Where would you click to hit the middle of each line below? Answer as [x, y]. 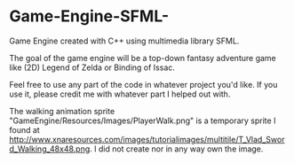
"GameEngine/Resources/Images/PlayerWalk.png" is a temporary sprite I [143, 120]
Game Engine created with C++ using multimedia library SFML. [124, 41]
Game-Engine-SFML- [89, 16]
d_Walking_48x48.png [50, 149]
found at [24, 129]
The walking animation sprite [62, 111]
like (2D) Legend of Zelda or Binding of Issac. [92, 67]
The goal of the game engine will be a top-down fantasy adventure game [143, 58]
